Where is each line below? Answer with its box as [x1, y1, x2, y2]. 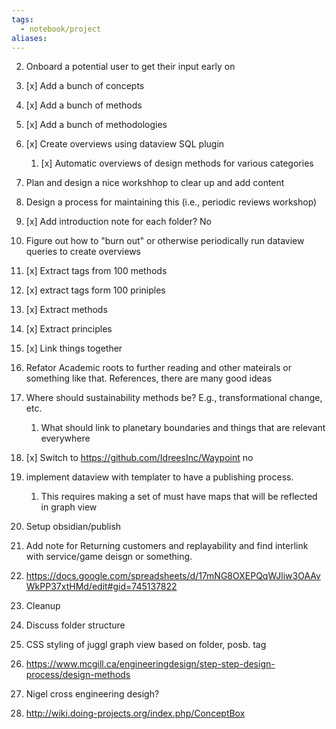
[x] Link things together [25, 342, 123, 355]
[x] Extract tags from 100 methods [25, 265, 168, 277]
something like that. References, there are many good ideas [25, 372, 273, 385]
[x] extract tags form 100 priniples [25, 284, 166, 296]
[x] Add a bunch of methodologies [25, 119, 168, 131]
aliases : [11, 33, 48, 43]
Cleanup [25, 600, 61, 612]
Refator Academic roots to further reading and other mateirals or [25, 362, 293, 374]
